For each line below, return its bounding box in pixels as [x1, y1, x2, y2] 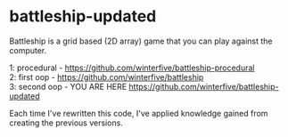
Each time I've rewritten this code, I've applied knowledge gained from [9, 108, 268, 118]
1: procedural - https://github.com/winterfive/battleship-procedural [9, 62, 255, 73]
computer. [9, 44, 47, 55]
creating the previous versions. [9, 117, 123, 128]
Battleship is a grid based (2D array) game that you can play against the [9, 36, 274, 46]
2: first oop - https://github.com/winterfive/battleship [9, 71, 204, 82]
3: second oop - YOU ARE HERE [9, 81, 128, 92]
